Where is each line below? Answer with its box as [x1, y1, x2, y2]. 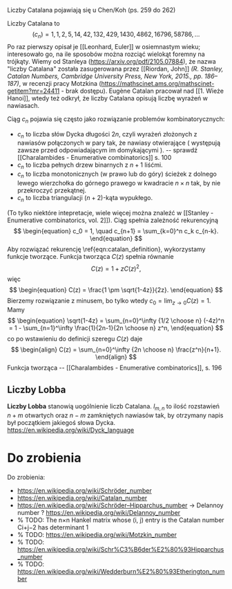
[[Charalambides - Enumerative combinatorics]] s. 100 [17, 154, 172, 162]
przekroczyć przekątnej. [17, 186, 87, 194]
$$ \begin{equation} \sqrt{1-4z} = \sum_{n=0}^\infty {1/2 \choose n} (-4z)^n [8, 316, 224, 325]
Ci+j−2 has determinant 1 [17, 523, 88, 532]
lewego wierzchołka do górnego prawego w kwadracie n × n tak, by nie [17, 179, 221, 187]
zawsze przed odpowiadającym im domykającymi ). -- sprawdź [17, 146, 198, 154]
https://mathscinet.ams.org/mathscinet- [101, 79, 215, 87]
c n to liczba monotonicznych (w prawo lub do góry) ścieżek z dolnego [17, 170, 217, 179]
